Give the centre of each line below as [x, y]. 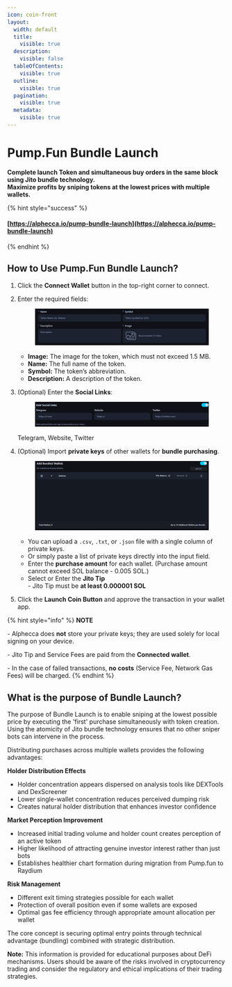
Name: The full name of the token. [77, 364]
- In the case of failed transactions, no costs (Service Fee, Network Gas [110, 668]
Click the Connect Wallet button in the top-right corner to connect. [113, 285]
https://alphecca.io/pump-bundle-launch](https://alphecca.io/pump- [113, 224]
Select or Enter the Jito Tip [66, 579]
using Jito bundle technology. [51, 179]
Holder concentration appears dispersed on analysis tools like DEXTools [120, 784]
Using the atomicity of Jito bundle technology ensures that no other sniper [114, 729]
